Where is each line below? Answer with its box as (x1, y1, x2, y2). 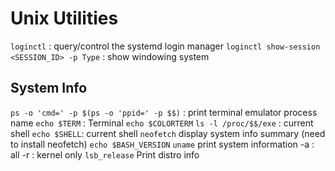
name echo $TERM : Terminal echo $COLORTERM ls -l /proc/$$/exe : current (10, 117, 314, 129)
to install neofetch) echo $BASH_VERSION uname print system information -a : (10, 138, 315, 150)
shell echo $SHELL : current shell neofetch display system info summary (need (10, 127, 326, 139)
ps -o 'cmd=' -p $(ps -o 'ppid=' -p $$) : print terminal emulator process (10, 106, 318, 118)
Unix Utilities (10, 7, 119, 30)
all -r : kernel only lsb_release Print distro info (10, 148, 200, 161)
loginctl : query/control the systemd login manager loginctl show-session (10, 40, 321, 52)
